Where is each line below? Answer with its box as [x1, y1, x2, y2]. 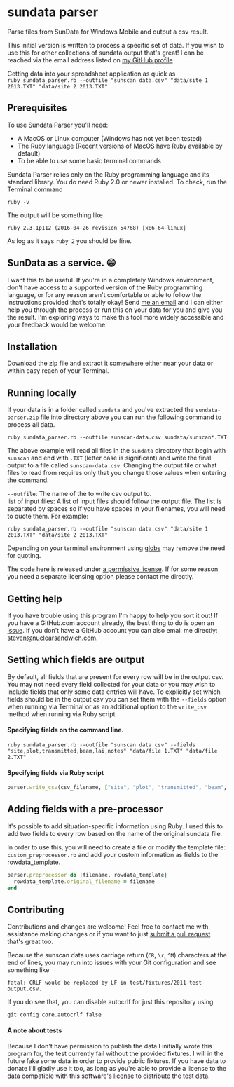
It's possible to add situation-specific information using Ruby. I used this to [7, 821, 223, 830]
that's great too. [7, 937, 54, 946]
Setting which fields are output [7, 654, 145, 666]
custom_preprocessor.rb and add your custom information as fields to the [7, 850, 219, 859]
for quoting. [7, 552, 41, 560]
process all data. [7, 421, 55, 429]
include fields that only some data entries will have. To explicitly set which [7, 688, 221, 696]
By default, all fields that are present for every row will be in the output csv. [7, 672, 224, 681]
